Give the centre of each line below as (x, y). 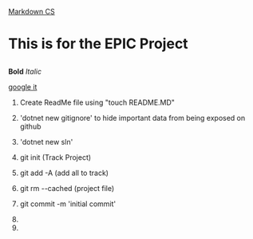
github (30, 126)
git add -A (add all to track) (64, 173)
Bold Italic (25, 71)
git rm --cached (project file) (67, 188)
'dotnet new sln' (46, 141)
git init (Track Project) (55, 157)
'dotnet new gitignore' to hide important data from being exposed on (132, 118)
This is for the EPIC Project (99, 44)
